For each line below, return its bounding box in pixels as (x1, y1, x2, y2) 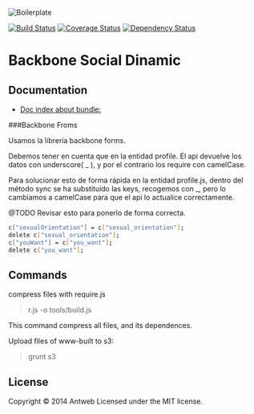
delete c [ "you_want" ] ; (8, 246, 84, 254)
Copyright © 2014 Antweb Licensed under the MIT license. (8, 396, 203, 406)
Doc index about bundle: (19, 105, 102, 114)
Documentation (8, 83, 88, 96)
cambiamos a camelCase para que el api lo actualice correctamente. (8, 193, 235, 202)
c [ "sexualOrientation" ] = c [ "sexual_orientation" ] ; (8, 223, 184, 232)
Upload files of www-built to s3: (8, 336, 115, 346)
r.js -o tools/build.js (27, 305, 92, 315)
